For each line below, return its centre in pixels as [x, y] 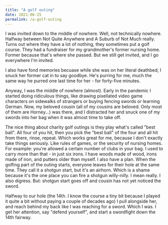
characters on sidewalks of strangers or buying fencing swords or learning [82, 101]
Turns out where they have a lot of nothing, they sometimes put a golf [77, 44]
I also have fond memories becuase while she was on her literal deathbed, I [83, 70]
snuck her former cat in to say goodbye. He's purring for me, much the [78, 76]
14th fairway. [18, 217]
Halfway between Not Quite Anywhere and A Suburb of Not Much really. [80, 39]
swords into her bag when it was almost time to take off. [63, 118]
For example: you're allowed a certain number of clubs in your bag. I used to [84, 149]
